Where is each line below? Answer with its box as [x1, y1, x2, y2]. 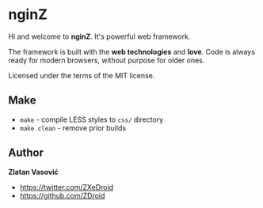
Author [8, 146, 44, 160]
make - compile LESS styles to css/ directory [19, 115, 164, 124]
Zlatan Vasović [8, 167, 59, 176]
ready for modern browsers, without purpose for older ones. [8, 55, 205, 65]
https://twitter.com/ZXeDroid [19, 182, 113, 191]
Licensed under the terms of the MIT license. [8, 70, 155, 80]
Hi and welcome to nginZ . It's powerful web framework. [8, 32, 191, 41]
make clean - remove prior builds [19, 123, 127, 132]
